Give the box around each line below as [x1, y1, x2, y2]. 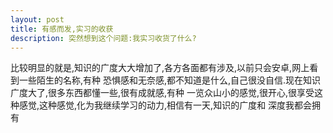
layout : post [10, 14, 65, 25]
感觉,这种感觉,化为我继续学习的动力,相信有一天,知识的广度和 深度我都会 [18, 99, 313, 111]
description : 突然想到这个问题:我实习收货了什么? [10, 33, 197, 43]
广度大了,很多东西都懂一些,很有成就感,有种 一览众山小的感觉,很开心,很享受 [10, 87, 315, 99]
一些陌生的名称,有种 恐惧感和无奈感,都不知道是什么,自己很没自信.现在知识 [18, 74, 322, 86]
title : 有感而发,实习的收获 [10, 24, 114, 34]
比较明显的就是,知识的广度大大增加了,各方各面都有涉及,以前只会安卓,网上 [10, 62, 310, 74]
